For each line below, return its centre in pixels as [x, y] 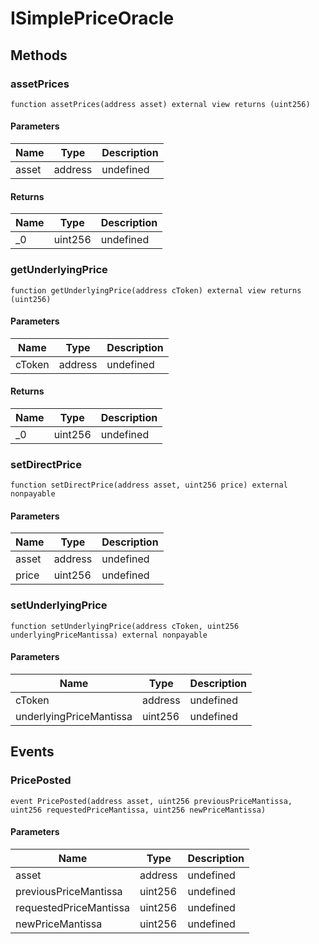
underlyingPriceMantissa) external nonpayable [109, 635]
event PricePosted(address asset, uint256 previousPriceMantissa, [151, 801]
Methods [39, 55]
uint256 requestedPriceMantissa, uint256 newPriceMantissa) [138, 810]
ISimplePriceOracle [92, 18]
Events [32, 752]
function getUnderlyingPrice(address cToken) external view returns [156, 290]
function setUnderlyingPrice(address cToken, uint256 [125, 626]
